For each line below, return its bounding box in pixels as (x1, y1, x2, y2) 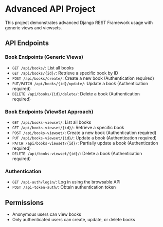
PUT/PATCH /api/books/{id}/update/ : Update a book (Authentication (12, 80, 148, 86)
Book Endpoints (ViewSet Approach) (5, 108, 93, 115)
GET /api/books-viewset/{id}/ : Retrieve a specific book (12, 124, 125, 130)
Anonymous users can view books (12, 211, 81, 217)
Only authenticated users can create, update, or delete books (12, 217, 135, 223)
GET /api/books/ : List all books (12, 65, 74, 70)
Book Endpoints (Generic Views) (5, 54, 84, 61)
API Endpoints (5, 39, 49, 47)
